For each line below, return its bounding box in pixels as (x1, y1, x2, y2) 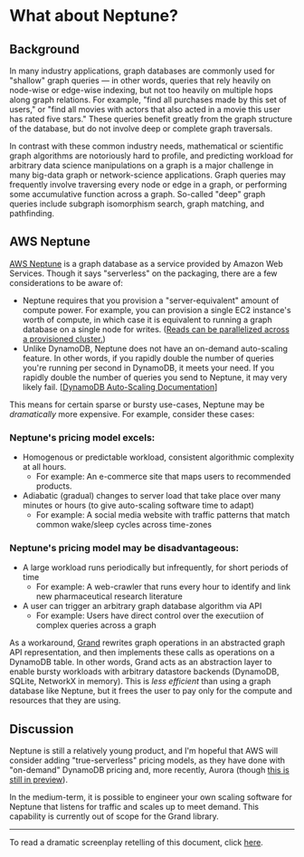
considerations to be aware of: (9, 277, 124, 288)
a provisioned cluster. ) (22, 333, 106, 344)
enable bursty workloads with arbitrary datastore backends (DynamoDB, (9, 666, 280, 677)
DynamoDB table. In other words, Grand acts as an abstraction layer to (9, 657, 272, 668)
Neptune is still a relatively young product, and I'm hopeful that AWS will (9, 746, 279, 757)
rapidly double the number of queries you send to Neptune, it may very (22, 372, 288, 383)
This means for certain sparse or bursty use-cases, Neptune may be (9, 399, 265, 410)
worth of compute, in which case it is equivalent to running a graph (22, 314, 273, 325)
